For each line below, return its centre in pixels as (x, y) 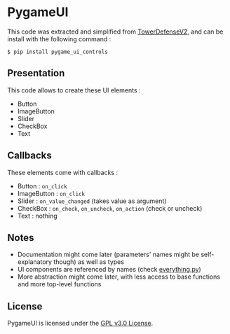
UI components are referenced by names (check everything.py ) (109, 270)
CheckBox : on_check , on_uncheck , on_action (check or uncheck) (110, 208)
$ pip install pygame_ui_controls (58, 52)
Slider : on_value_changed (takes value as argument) (92, 201)
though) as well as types (89, 262)
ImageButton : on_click (51, 193)
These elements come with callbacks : (62, 172)
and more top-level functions (59, 284)
